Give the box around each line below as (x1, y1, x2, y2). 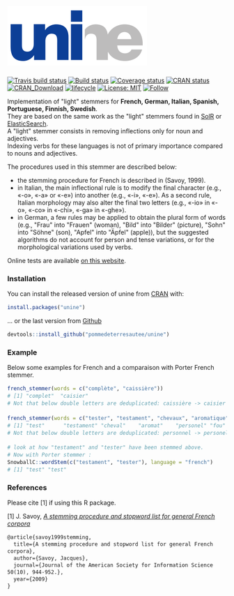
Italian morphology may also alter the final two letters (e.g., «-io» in (17, 198, 210, 207)
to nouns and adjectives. (7, 149, 78, 157)
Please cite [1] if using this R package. (7, 498, 116, 507)
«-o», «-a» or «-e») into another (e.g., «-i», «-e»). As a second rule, (17, 191, 212, 199)
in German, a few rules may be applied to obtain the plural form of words (17, 213, 226, 221)
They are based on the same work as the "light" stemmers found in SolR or (7, 112, 222, 120)
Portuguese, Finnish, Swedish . (7, 104, 97, 113)
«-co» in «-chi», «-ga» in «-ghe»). (28, 205, 127, 214)
